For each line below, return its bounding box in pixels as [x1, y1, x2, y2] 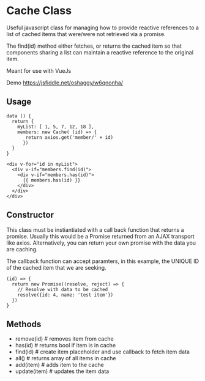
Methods [6, 319, 42, 329]
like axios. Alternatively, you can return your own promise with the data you [6, 239, 196, 246]
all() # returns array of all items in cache [15, 355, 116, 362]
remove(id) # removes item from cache [15, 335, 114, 342]
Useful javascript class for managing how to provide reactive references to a [6, 24, 199, 31]
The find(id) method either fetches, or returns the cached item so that [6, 42, 182, 50]
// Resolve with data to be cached [17, 286, 108, 292]
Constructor [6, 210, 54, 220]
